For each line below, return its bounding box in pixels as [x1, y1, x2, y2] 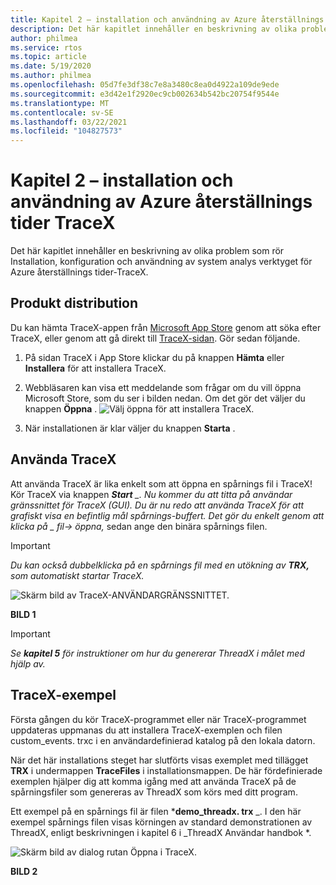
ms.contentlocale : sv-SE [10, 107, 114, 118]
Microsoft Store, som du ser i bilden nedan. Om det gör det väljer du [24, 392, 306, 404]
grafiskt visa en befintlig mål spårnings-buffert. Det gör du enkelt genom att [10, 509, 325, 521]
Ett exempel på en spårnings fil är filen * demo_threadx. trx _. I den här [10, 805, 302, 817]
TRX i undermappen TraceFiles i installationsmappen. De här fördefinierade [10, 764, 323, 776]
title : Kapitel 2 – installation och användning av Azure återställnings [10, 14, 325, 25]
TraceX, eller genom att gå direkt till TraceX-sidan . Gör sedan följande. [10, 332, 301, 344]
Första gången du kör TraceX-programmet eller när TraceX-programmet [10, 713, 307, 725]
